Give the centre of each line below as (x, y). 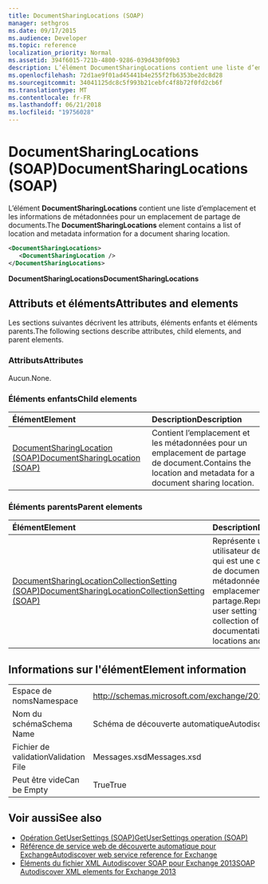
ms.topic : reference (43, 46)
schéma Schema (43, 724)
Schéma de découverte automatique (161, 724)
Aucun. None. (30, 378)
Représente (234, 541)
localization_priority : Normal (60, 53)
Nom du (27, 714)
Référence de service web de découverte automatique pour (118, 846)
